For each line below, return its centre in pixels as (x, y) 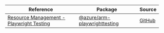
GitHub (147, 20)
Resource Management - (37, 17)
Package (107, 9)
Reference (41, 9)
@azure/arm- (95, 17)
